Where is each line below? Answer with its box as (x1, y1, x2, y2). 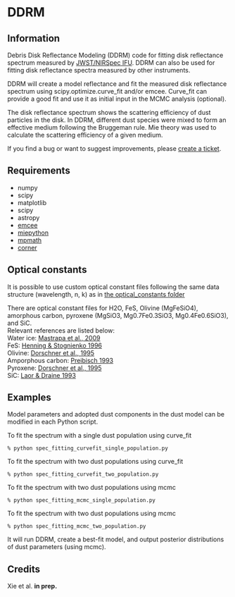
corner (17, 243, 37, 252)
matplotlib (17, 198, 47, 207)
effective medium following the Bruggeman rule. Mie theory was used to (7, 123, 217, 131)
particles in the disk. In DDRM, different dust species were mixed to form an (7, 116, 227, 124)
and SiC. (7, 319, 32, 327)
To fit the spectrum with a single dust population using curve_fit (7, 431, 192, 440)
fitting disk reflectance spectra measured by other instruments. (7, 66, 191, 74)
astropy (17, 213, 40, 222)
